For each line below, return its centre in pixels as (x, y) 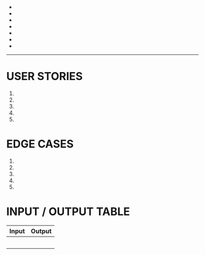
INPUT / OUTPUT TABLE (68, 212)
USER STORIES (45, 76)
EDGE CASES (40, 144)
